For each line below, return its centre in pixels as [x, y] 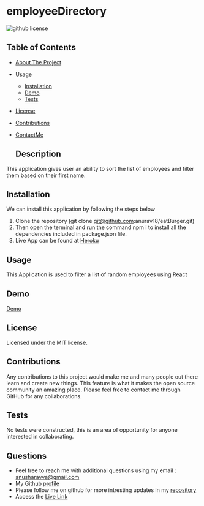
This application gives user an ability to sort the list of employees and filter [100, 168]
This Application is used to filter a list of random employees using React [97, 274]
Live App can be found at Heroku [57, 241]
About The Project [38, 62]
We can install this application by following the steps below [81, 209]
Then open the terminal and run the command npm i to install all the [100, 227]
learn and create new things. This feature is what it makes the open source [100, 383]
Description [38, 154]
